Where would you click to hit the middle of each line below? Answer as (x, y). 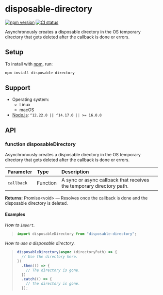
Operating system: (31, 99)
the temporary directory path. (95, 186)
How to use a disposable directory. (40, 243)
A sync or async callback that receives (105, 180)
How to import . (20, 225)
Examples (15, 214)
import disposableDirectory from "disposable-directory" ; (77, 234)
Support (18, 88)
